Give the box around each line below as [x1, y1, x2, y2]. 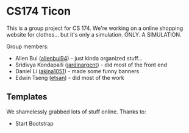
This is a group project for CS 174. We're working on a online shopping [6, 24, 184, 32]
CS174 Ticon [6, 4, 71, 18]
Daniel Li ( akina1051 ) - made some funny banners [15, 67, 140, 74]
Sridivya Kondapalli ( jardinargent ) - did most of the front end [15, 61, 168, 68]
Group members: [6, 43, 49, 50]
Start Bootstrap [15, 120, 54, 127]
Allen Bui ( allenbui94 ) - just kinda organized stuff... [15, 54, 143, 62]
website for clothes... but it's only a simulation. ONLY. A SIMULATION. [6, 31, 182, 38]
